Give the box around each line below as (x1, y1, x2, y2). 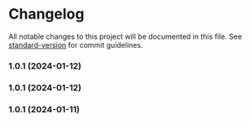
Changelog (8, 5, 85, 23)
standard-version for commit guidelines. (8, 40, 143, 49)
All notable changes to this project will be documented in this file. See (8, 32, 243, 41)
